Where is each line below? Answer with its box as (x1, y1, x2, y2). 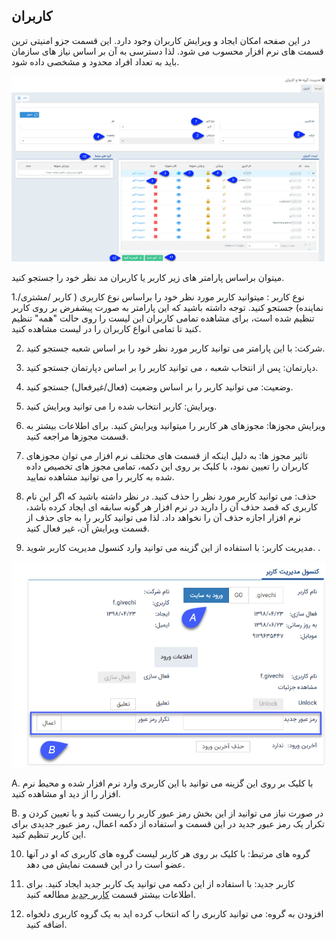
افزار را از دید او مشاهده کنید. (11, 788, 121, 800)
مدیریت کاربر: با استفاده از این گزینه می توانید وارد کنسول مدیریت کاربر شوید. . (25, 541, 321, 553)
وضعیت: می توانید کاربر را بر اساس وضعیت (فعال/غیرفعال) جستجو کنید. (25, 380, 294, 393)
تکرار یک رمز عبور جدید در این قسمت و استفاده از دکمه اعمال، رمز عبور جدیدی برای (11, 818, 325, 830)
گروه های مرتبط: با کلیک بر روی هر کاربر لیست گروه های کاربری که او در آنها (25, 848, 311, 860)
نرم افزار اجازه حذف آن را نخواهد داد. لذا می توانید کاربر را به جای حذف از (25, 511, 302, 523)
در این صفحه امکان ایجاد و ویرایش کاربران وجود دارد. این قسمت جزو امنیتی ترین (11, 34, 311, 46)
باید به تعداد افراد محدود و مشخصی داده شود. (11, 55, 180, 68)
